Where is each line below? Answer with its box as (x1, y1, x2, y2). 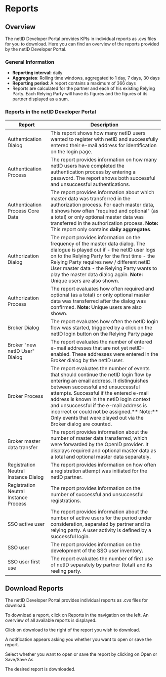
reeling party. (50, 567, 82, 574)
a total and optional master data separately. (50, 453, 151, 460)
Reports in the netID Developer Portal (5, 108, 96, 115)
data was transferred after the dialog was (50, 297, 146, 304)
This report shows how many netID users (50, 129, 146, 136)
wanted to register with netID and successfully (50, 135, 159, 142)
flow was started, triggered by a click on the (50, 324, 152, 331)
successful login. (50, 533, 90, 540)
